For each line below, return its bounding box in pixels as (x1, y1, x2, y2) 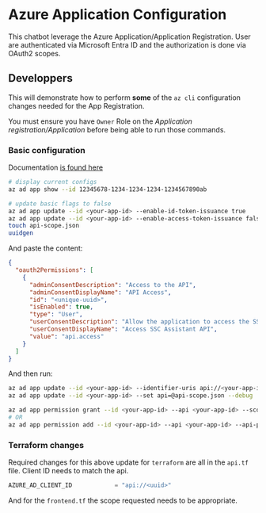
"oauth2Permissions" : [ (15, 266, 93, 274)
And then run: (8, 369, 53, 378)
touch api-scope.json (8, 222, 80, 230)
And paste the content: (8, 243, 83, 253)
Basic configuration (8, 144, 85, 155)
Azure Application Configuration (8, 6, 227, 24)
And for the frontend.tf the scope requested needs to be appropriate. (8, 496, 237, 505)
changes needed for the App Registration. (8, 101, 145, 110)
